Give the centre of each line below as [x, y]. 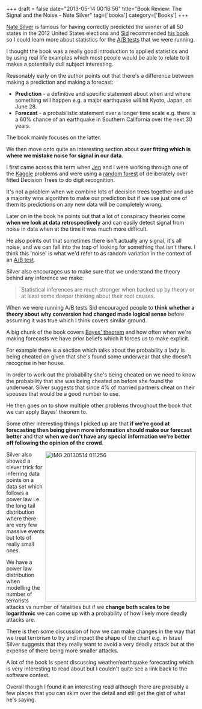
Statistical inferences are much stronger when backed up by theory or [108, 289]
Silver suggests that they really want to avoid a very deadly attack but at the [100, 644]
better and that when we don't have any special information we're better [98, 436]
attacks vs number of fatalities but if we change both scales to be [88, 607]
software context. [28, 675]
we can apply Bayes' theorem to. [47, 412]
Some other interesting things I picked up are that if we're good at [88, 423]
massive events [26, 531]
